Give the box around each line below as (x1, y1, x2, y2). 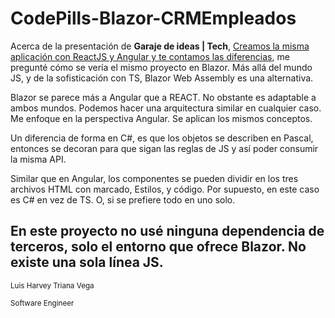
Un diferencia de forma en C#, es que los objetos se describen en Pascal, (10, 132, 314, 144)
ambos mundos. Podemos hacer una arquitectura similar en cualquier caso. (10, 102, 322, 114)
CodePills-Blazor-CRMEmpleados (10, 7, 297, 30)
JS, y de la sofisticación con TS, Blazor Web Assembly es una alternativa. (10, 72, 314, 84)
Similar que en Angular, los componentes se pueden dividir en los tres (10, 172, 299, 184)
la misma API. (10, 153, 67, 165)
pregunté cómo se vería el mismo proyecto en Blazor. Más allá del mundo (10, 61, 313, 73)
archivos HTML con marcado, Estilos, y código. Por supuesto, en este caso (10, 183, 320, 195)
